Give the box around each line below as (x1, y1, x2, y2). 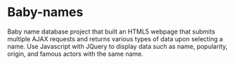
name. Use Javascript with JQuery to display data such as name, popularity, (7, 42, 228, 50)
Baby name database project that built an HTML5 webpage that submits (7, 27, 216, 36)
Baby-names (7, 4, 84, 20)
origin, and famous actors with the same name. (7, 50, 144, 58)
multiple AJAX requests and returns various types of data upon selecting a (7, 34, 223, 43)
